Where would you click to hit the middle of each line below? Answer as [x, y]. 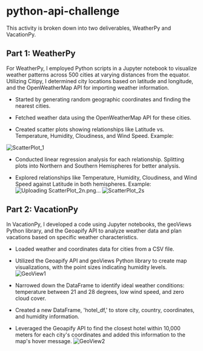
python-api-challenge [63, 11]
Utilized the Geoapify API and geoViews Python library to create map [101, 261]
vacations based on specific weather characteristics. [72, 237]
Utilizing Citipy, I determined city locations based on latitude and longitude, [100, 81]
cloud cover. [31, 298]
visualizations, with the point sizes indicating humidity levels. [91, 267]
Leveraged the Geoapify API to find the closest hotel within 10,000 [98, 328]
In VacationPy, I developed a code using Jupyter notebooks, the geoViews [99, 224]
